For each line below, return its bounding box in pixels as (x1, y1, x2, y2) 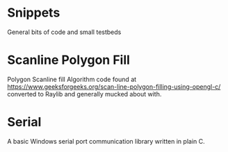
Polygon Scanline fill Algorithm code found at (7, 75, 137, 83)
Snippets (7, 5, 60, 21)
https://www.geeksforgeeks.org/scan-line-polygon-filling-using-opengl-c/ (7, 82, 221, 91)
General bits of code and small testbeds (7, 28, 122, 36)
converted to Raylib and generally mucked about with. (7, 90, 162, 98)
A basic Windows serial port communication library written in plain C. (7, 137, 205, 145)
